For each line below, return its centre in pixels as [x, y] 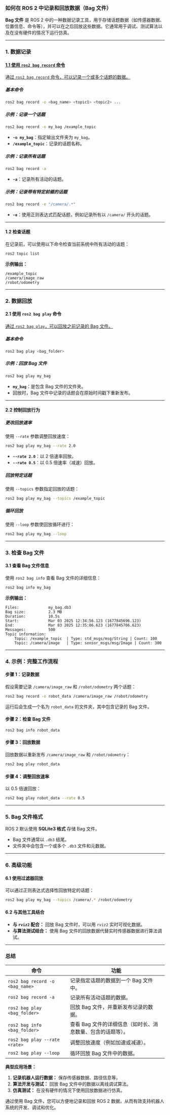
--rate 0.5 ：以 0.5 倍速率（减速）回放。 [55, 463]
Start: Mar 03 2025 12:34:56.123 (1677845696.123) [73, 621]
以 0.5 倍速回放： [23, 789]
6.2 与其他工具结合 [25, 912]
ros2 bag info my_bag [28, 587]
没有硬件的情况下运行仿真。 [43, 33]
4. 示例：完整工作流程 [32, 661]
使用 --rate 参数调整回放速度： [38, 436]
